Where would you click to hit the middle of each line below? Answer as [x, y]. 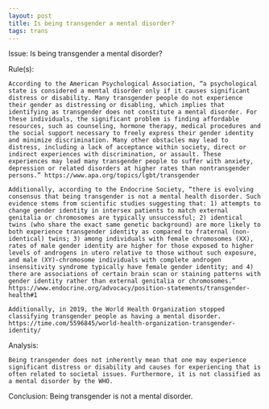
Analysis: [23, 345]
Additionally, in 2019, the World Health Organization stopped [117, 310]
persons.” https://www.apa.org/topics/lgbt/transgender [104, 176]
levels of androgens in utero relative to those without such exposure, [133, 253]
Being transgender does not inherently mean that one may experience [128, 360]
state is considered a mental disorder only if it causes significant [129, 91]
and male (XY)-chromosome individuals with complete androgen [115, 260]
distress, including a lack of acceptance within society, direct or [128, 147]
